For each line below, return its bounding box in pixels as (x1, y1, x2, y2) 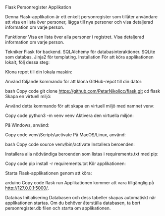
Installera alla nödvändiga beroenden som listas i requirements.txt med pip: (5, 151, 159, 157)
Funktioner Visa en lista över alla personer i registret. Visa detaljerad (5, 34, 145, 40)
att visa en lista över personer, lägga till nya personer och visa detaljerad (5, 19, 154, 25)
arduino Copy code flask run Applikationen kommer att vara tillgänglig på (5, 180, 155, 185)
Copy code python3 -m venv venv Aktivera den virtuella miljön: (5, 112, 134, 118)
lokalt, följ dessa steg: (5, 59, 50, 65)
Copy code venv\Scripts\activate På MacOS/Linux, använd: (5, 132, 126, 138)
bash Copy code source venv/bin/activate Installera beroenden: (5, 141, 135, 147)
